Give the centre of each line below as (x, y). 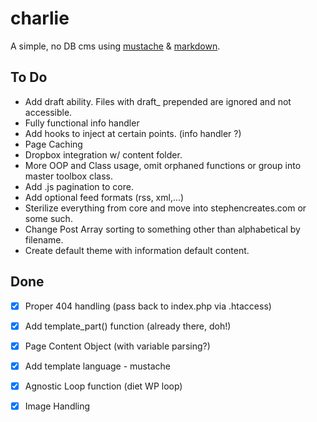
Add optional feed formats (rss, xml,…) (104, 197)
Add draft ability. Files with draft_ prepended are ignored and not (158, 101)
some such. (48, 218)
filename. (44, 239)
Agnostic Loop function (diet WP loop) (103, 386)
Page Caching (53, 144)
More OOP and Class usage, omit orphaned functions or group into (163, 165)
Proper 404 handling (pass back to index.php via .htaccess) (148, 306)
